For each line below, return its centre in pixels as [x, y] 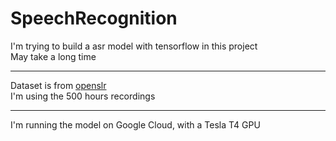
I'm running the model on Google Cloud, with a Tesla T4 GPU [135, 124]
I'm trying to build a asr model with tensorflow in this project [134, 46]
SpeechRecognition [94, 18]
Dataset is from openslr [58, 85]
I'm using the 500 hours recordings [83, 96]
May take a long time [53, 56]
